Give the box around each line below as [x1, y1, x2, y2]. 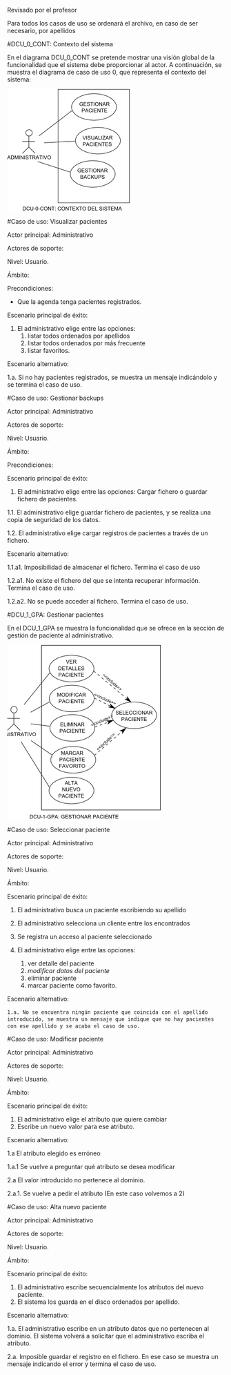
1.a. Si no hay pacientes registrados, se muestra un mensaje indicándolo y [7, 373, 217, 381]
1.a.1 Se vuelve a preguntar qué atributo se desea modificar [7, 1163, 175, 1171]
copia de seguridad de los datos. [7, 516, 101, 523]
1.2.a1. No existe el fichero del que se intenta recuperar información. [7, 577, 201, 584]
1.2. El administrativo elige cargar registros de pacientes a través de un [7, 529, 208, 537]
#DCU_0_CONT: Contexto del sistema [7, 40, 114, 48]
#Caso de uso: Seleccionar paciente [7, 825, 110, 834]
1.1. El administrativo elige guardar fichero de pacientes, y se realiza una [7, 508, 212, 517]
